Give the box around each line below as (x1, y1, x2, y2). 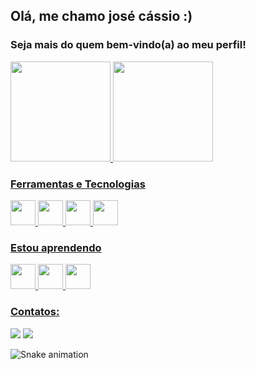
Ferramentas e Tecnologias (10, 177, 146, 191)
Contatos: (10, 305, 60, 319)
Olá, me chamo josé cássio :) (10, 8, 193, 25)
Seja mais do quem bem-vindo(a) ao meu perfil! (10, 38, 247, 52)
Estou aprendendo (10, 240, 102, 254)
